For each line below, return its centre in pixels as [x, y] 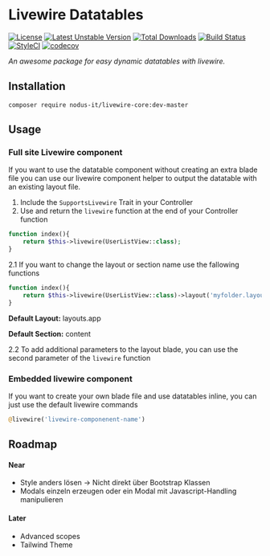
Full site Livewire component [65, 153]
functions [24, 273]
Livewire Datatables [76, 15]
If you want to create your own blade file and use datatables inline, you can [133, 396]
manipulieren [41, 500]
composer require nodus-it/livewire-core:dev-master [98, 105]
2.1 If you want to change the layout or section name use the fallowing [124, 265]
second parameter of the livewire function [80, 358]
